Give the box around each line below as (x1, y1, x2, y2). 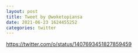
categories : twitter (6, 24, 57, 31)
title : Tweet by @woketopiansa (6, 14, 83, 20)
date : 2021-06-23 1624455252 (6, 19, 78, 25)
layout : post (6, 8, 38, 15)
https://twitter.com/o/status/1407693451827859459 (6, 41, 132, 48)
